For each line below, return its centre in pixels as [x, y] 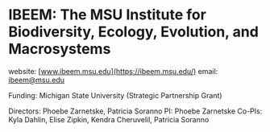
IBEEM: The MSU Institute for [108, 15]
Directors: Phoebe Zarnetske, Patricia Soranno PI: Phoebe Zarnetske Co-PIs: [135, 111]
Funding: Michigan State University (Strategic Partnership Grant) [116, 95]
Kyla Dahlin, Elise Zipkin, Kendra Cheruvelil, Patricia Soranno [109, 119]
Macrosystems [60, 49]
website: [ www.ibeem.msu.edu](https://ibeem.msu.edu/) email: [113, 71]
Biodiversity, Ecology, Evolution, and [134, 32]
